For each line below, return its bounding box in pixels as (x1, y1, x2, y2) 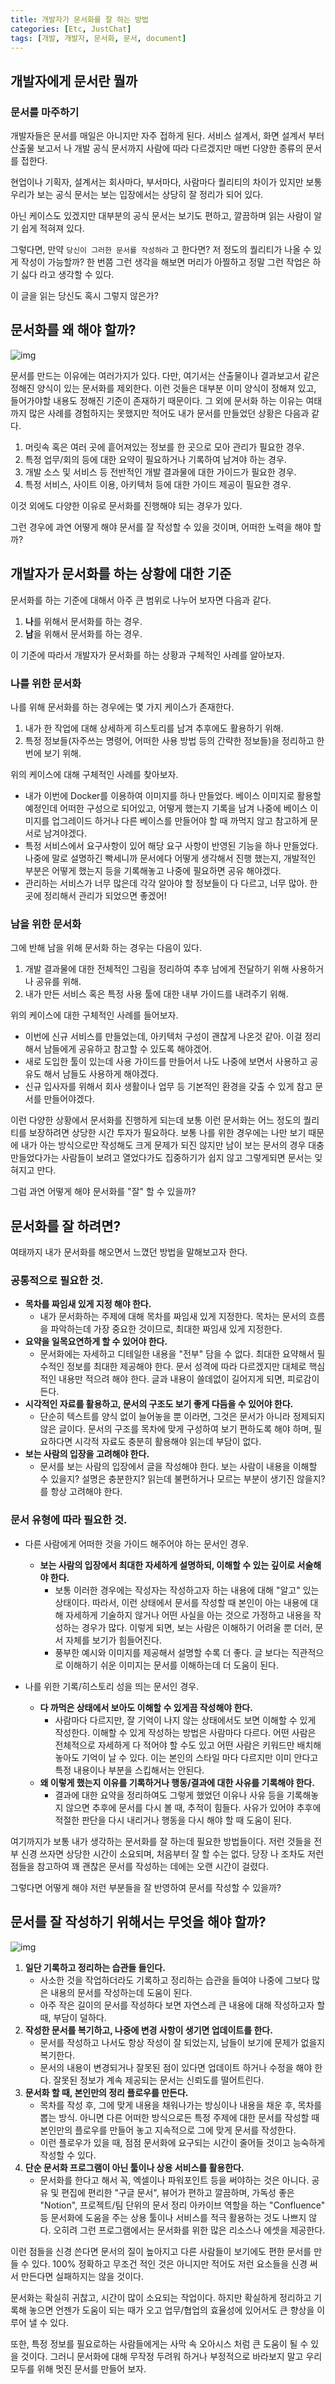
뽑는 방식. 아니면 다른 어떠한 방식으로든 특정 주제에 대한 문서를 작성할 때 (39, 2111, 320, 2123)
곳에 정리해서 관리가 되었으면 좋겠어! (24, 889, 167, 901)
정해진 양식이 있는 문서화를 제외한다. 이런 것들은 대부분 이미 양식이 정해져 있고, (10, 382, 317, 394)
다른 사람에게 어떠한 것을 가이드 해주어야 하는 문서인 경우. (24, 1537, 250, 1550)
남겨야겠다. (43, 827, 87, 839)
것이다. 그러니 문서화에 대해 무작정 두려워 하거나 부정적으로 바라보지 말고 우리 (20, 2350, 323, 2362)
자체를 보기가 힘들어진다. (65, 1634, 162, 1646)
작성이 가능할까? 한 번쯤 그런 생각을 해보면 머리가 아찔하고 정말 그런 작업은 (20, 256, 311, 268)
